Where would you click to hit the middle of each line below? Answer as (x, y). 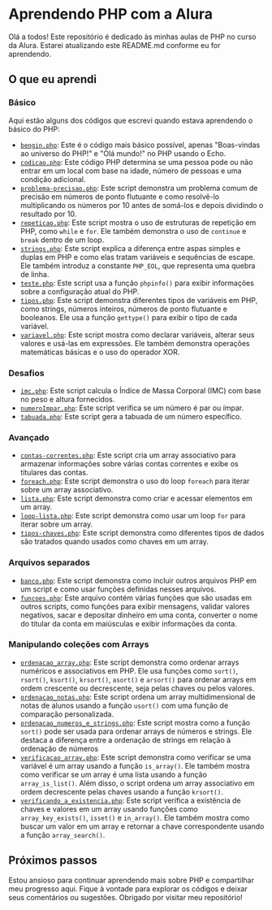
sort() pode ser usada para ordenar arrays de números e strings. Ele (136, 731)
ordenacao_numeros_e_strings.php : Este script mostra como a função (135, 722)
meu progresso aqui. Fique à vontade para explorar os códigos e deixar (128, 888)
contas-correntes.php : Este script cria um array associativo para (128, 455)
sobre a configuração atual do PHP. (80, 291)
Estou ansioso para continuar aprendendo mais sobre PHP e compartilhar (131, 880)
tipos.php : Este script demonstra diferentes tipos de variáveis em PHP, (139, 300)
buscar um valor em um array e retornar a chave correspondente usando (142, 826)
